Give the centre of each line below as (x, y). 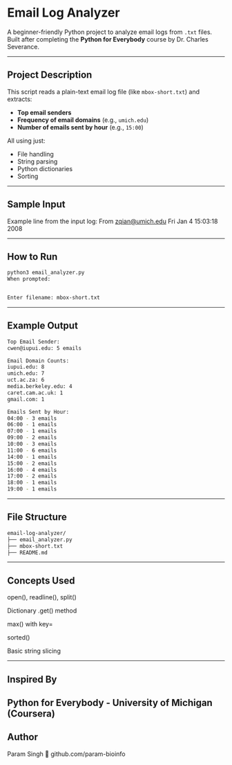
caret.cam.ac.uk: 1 (35, 393)
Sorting (28, 176)
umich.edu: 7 (26, 373)
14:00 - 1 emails (32, 457)
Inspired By (32, 679)
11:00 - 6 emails (32, 450)
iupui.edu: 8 (26, 367)
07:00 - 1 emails (32, 431)
